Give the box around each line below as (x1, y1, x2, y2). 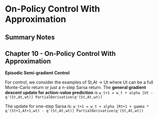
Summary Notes (5, 33, 55, 41)
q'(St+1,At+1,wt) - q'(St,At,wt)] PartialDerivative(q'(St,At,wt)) (5, 108, 144, 114)
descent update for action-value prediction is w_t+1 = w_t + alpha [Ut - (5, 90, 153, 96)
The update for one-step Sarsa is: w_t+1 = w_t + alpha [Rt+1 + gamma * (5, 103, 149, 109)
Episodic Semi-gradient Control (5, 70, 70, 76)
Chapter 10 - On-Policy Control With (5, 50, 116, 58)
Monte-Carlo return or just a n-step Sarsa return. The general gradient (5, 84, 146, 90)
